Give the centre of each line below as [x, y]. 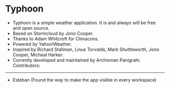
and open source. [31, 28]
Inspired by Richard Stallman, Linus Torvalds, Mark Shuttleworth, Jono [86, 49]
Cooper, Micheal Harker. [38, 55]
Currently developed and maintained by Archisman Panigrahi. [76, 60]
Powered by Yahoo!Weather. [42, 44]
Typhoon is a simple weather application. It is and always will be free [84, 23]
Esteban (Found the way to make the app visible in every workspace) [84, 80]
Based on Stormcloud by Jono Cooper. [53, 33]
